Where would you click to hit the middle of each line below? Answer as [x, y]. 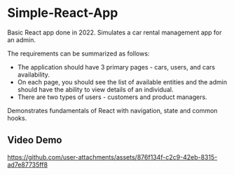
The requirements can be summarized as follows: [78, 53]
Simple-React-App [63, 13]
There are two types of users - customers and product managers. [112, 97]
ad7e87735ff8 [27, 164]
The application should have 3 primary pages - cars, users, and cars [116, 67]
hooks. [17, 118]
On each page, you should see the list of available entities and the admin [122, 82]
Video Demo [35, 140]
